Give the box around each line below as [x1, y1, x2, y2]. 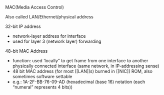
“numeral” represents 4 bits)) [12, 84, 73, 90]
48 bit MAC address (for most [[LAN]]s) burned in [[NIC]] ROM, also [12, 68, 153, 74]
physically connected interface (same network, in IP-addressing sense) [12, 63, 159, 69]
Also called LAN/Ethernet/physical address [5, 14, 93, 19]
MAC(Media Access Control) [5, 4, 64, 10]
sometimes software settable [12, 74, 72, 79]
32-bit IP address [5, 23, 41, 29]
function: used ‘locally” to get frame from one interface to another [12, 58, 148, 64]
